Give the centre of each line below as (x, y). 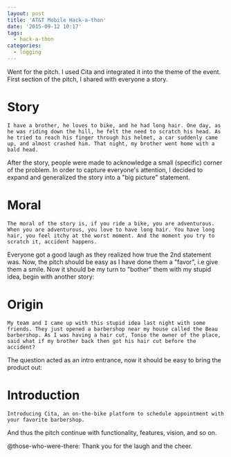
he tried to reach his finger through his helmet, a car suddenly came (112, 138)
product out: (25, 367)
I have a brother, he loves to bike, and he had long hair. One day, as (114, 125)
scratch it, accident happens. (52, 242)
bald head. (23, 149)
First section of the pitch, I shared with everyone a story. (87, 79)
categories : (24, 46)
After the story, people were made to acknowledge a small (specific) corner (115, 162)
